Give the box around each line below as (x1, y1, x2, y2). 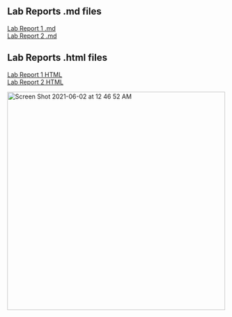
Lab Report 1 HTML (7, 70, 63, 79)
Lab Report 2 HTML (7, 78, 64, 86)
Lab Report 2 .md (7, 31, 57, 40)
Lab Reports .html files (7, 52, 108, 64)
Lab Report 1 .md (7, 24, 56, 32)
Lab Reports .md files (7, 6, 102, 17)
